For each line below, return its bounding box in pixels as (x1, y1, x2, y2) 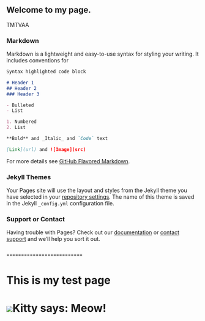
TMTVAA (6, 21, 29, 28)
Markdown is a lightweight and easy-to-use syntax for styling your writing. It (6, 50, 199, 57)
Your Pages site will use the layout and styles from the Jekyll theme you (6, 186, 188, 194)
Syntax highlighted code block (6, 68, 86, 75)
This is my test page (6, 273, 111, 287)
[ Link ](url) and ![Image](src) (6, 146, 86, 152)
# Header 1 (6, 79, 34, 86)
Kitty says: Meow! (12, 301, 107, 315)
